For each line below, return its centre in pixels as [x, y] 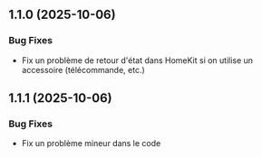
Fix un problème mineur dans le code [91, 143]
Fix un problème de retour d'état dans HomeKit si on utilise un [137, 60]
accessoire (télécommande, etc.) [83, 69]
